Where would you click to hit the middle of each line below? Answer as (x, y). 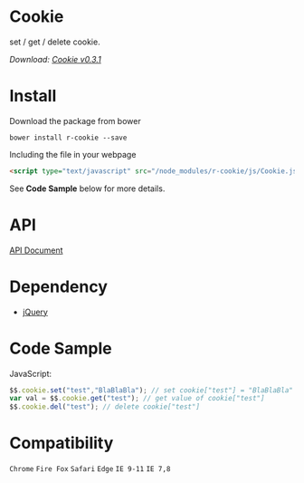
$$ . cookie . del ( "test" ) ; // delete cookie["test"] (105, 407)
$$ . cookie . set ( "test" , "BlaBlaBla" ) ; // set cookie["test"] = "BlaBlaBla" (152, 390)
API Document (36, 250)
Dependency (59, 286)
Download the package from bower (76, 121)
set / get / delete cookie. (55, 42)
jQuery (35, 312)
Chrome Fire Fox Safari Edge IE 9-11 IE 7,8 (90, 469)
